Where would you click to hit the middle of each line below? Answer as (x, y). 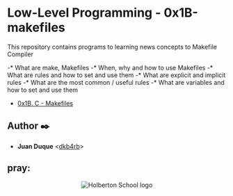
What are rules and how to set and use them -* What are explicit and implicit (116, 75)
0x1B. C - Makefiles (45, 103)
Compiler (20, 54)
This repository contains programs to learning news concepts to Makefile (112, 47)
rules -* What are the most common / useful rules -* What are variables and (116, 82)
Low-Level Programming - (84, 13)
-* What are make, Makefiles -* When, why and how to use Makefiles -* (110, 67)
